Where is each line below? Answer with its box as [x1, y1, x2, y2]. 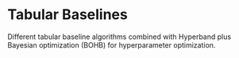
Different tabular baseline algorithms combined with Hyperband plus [7, 32, 232, 41]
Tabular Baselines [7, 6, 128, 24]
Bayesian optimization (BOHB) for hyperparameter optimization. [7, 40, 216, 49]
